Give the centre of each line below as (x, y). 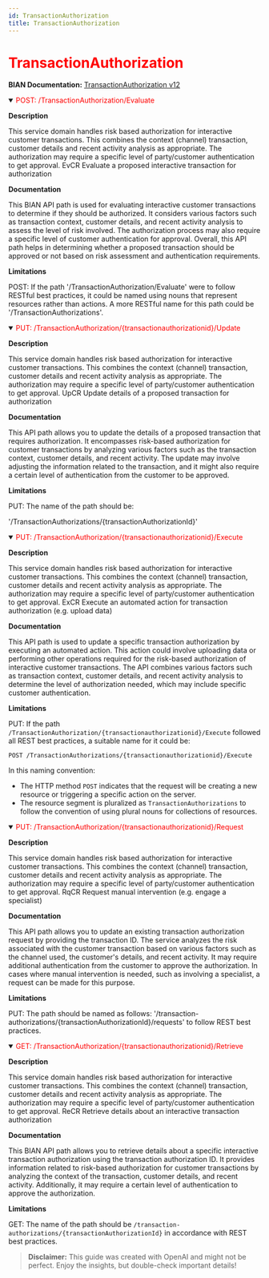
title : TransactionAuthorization (64, 23)
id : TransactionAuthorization (59, 16)
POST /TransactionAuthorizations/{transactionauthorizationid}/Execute (130, 756)
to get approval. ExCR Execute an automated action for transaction (118, 602)
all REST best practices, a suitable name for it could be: (99, 741)
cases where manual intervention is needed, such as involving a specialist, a (134, 975)
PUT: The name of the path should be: (71, 506)
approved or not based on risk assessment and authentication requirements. (134, 256)
